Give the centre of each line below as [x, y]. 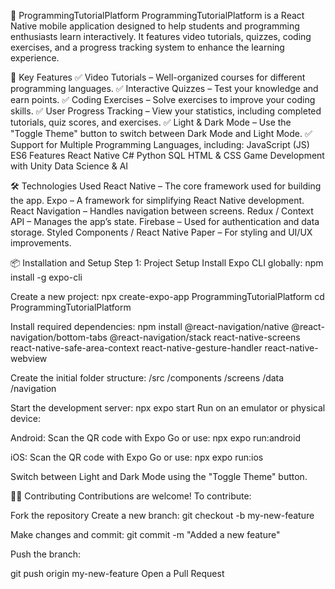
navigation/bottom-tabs [59, 337]
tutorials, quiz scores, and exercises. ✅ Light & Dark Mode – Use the [151, 122]
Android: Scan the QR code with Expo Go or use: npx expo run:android [155, 438]
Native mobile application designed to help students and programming [155, 26]
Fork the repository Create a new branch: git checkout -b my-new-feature [162, 515]
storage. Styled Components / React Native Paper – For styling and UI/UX [161, 232]
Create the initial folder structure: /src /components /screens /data [147, 378]
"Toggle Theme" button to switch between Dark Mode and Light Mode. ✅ [161, 133]
